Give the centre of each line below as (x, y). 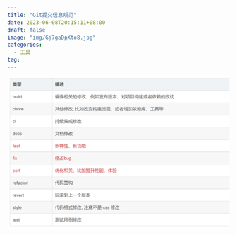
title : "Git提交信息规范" (42, 15)
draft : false (26, 30)
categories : (25, 45)
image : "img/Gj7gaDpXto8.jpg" (52, 38)
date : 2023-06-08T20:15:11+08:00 (56, 22)
